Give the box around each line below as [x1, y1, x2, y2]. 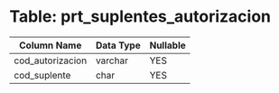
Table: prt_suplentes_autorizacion [9, 6, 272, 27]
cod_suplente [14, 69, 71, 81]
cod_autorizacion [14, 54, 88, 67]
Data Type [95, 39, 142, 51]
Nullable [149, 39, 187, 51]
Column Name [19, 39, 82, 51]
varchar [95, 54, 129, 67]
